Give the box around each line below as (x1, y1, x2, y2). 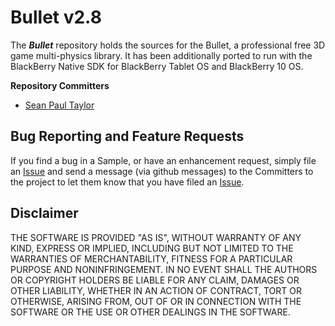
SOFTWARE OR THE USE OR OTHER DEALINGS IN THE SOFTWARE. (10, 306, 291, 318)
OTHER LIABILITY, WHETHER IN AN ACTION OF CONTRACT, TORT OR (10, 284, 302, 296)
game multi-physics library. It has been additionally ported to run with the (10, 49, 313, 61)
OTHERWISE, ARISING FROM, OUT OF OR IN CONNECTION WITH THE (10, 295, 302, 307)
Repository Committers (10, 79, 110, 91)
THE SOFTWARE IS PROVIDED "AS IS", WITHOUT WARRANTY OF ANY (10, 231, 302, 243)
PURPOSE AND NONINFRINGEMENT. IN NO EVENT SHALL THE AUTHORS (10, 263, 318, 275)
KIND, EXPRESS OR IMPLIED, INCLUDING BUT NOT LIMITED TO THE (10, 242, 294, 254)
